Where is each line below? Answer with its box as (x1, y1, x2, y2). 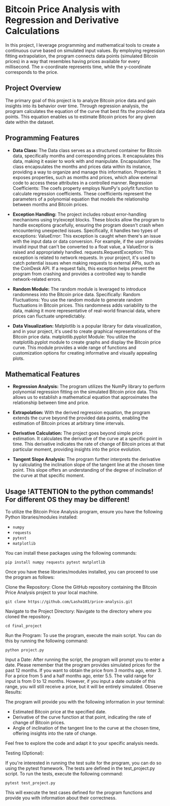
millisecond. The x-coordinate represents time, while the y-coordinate (5, 64, 151, 70)
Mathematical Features (5, 370, 80, 379)
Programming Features (5, 134, 80, 142)
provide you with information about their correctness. (5, 795, 117, 801)
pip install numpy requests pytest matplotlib (5, 560, 106, 565)
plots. (12, 355, 25, 361)
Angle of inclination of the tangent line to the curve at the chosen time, (12, 725, 160, 731)
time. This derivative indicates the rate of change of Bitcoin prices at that (12, 441, 165, 447)
